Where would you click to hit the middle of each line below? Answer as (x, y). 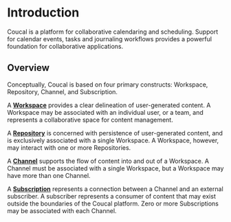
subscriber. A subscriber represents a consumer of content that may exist (112, 196)
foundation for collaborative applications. (65, 46)
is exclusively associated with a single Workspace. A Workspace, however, (113, 140)
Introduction (43, 13)
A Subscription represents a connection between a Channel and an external (115, 189)
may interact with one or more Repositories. (69, 147)
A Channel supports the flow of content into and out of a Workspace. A (108, 161)
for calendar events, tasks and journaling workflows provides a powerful (109, 38)
